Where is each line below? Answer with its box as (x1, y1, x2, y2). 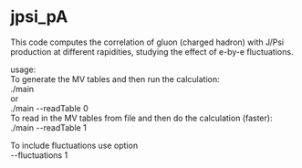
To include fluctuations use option (10, 140, 139, 151)
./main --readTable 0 (10, 102, 89, 113)
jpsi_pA (10, 6, 68, 27)
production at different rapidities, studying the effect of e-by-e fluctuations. (10, 46, 294, 57)
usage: (10, 64, 36, 75)
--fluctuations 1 (10, 149, 68, 161)
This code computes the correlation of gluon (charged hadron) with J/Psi (10, 37, 285, 47)
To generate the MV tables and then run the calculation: (10, 73, 220, 84)
